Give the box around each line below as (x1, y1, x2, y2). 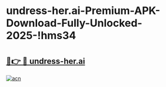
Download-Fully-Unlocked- (6, 16, 142, 30)
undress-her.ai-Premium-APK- (6, 4, 161, 18)
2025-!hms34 (6, 29, 77, 42)
